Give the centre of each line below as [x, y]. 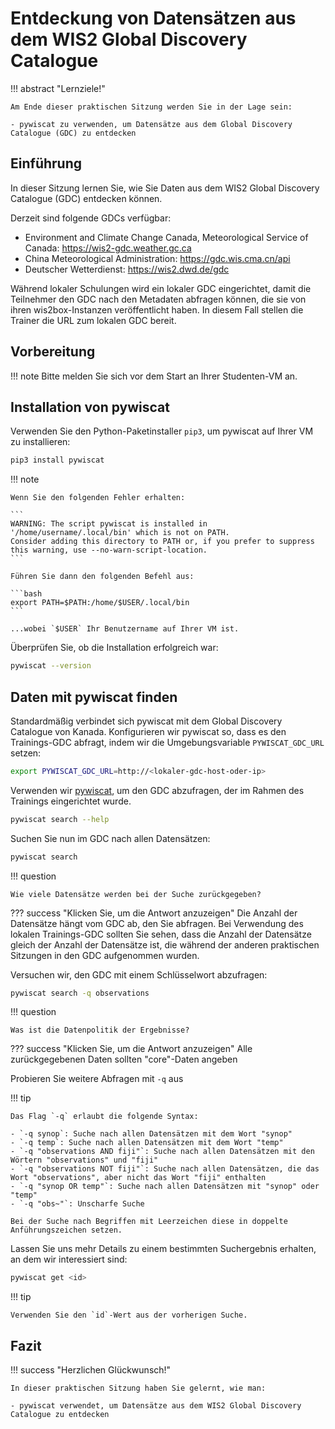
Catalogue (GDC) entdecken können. [86, 198]
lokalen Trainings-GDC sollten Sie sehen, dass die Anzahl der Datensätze [161, 934]
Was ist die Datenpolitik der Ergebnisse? [100, 1030]
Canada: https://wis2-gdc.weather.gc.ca [108, 248]
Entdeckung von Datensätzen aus [153, 18]
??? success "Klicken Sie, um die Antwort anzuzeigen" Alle [131, 1049]
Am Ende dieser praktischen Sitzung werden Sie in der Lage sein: [151, 107]
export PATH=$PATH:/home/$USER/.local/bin [100, 603]
